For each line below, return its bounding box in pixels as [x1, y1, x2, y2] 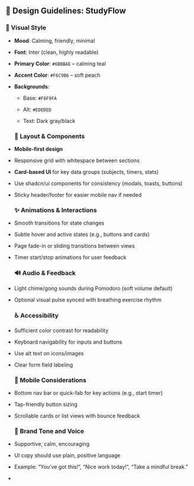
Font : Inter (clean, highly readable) [14, 48, 99, 56]
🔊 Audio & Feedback [14, 269, 76, 277]
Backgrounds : [14, 83, 50, 90]
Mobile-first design [14, 145, 63, 153]
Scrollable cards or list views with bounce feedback [14, 412, 140, 420]
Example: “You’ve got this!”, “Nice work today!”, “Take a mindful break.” [14, 464, 189, 471]
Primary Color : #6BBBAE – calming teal [14, 60, 106, 67]
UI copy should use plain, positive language [14, 452, 121, 459]
